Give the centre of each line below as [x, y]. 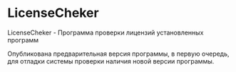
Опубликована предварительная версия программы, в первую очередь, [118, 54]
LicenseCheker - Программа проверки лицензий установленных [106, 32]
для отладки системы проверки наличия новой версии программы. [111, 61]
